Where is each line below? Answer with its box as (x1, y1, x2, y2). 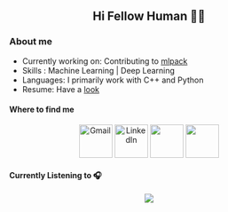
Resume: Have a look (21, 83, 100, 94)
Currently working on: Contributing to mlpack (21, 55, 188, 67)
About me (9, 35, 53, 48)
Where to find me (9, 104, 75, 115)
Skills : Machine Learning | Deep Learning (21, 65, 176, 75)
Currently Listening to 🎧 (9, 170, 102, 181)
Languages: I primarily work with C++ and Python (21, 75, 204, 85)
